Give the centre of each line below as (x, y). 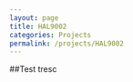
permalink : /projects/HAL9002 (67, 43)
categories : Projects (51, 35)
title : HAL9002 (38, 26)
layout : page (34, 18)
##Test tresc (33, 69)
